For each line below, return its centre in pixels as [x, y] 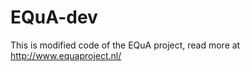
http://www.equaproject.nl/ [66, 55]
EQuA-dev [54, 17]
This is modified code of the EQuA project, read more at [125, 45]
